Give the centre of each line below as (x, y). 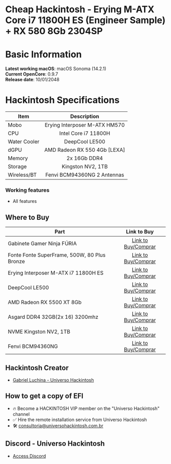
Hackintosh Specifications (62, 100)
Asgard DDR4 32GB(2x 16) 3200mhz (53, 317)
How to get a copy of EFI (44, 396)
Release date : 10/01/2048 (32, 80)
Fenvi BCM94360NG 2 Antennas (85, 175)
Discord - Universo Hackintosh (55, 444)
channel (21, 414)
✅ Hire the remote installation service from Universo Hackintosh (80, 420)
